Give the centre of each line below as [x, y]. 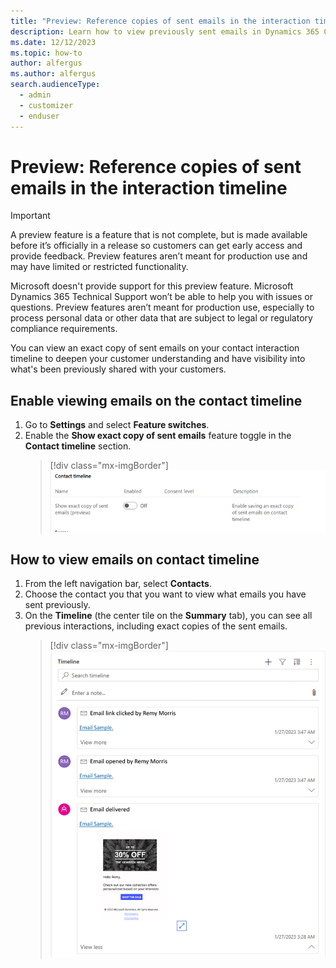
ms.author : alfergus [53, 74]
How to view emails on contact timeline [135, 560]
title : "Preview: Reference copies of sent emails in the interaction [160, 21]
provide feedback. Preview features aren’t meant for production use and [159, 256]
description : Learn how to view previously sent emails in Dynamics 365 [165, 31]
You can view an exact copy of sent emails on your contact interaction [155, 348]
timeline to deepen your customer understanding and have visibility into [158, 359]
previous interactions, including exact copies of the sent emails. [156, 626]
